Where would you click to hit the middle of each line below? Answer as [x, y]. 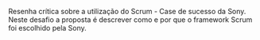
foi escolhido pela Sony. [48, 28]
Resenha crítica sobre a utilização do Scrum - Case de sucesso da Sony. [127, 11]
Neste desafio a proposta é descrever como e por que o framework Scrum [130, 20]
